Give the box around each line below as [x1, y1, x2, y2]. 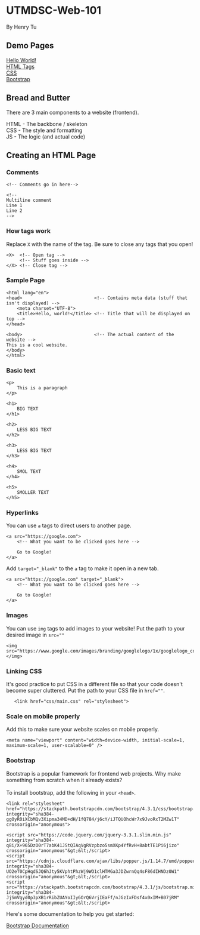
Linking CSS [6, 667, 42, 675]
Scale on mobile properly [6, 712, 80, 720]
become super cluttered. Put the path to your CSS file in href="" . [6, 687, 165, 694]
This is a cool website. [6, 342, 68, 348]
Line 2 [6, 208, 23, 214]
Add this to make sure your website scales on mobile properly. [6, 726, 160, 733]
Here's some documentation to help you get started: [6, 910, 135, 917]
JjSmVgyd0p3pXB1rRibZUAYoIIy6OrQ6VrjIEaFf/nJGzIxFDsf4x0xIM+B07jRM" [6, 894, 180, 900]
